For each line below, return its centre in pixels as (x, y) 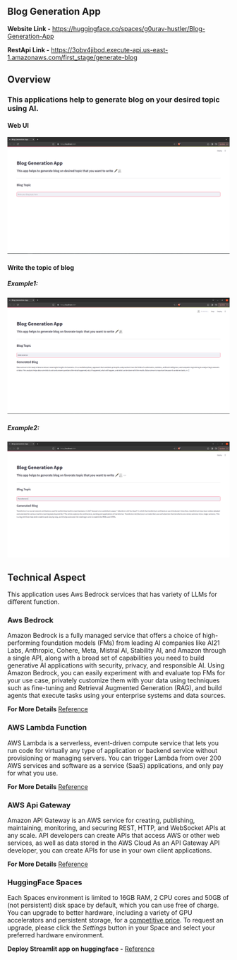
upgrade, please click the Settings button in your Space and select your (111, 928)
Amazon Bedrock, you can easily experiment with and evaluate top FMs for (116, 673)
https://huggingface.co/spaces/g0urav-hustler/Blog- (129, 28)
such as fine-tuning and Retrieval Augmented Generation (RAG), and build (115, 688)
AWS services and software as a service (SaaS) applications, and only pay (115, 765)
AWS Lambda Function (47, 728)
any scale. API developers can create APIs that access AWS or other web (114, 836)
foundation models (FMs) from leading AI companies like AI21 (130, 643)
